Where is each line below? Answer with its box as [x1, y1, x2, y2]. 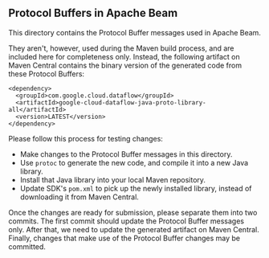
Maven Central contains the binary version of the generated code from [8, 60, 243, 70]
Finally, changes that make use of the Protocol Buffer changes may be [8, 233, 241, 243]
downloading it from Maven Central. [19, 192, 139, 202]
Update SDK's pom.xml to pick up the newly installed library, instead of [19, 183, 252, 193]
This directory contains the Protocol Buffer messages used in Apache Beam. [8, 27, 261, 37]
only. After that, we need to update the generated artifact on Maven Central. [8, 224, 259, 234]
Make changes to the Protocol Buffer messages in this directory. [19, 149, 233, 159]
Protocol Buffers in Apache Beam [8, 6, 178, 20]
